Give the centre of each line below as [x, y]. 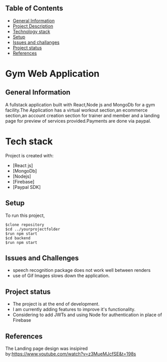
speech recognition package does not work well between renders [82, 270]
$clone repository [25, 225]
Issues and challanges [36, 42]
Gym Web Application [52, 74]
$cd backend [18, 238]
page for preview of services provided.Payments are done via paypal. [78, 121]
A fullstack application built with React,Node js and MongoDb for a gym [80, 104]
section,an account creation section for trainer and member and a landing [82, 115]
